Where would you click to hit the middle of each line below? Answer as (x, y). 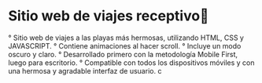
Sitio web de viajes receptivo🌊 (109, 16)
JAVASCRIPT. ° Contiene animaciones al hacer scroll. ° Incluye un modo (125, 45)
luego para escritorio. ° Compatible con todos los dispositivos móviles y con (131, 63)
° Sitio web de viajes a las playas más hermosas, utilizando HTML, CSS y (126, 38)
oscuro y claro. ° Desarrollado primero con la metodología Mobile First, (123, 54)
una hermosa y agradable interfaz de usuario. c (85, 70)
